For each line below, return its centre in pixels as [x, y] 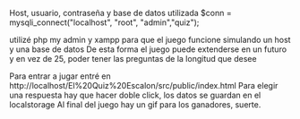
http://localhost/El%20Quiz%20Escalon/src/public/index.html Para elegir [144, 85]
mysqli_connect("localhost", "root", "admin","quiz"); [104, 22]
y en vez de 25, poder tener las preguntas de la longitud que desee [133, 59]
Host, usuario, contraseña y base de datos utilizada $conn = [120, 13]
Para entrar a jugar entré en [60, 76]
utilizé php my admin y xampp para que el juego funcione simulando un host [150, 40]
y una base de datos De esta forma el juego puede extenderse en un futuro [148, 49]
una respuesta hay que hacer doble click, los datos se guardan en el [135, 95]
